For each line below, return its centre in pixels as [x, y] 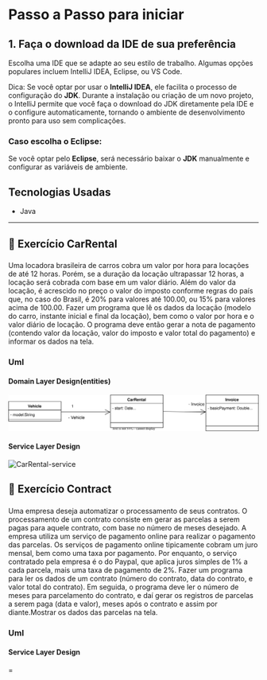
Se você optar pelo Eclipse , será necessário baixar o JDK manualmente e [129, 159]
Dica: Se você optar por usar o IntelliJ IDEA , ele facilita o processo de [122, 87]
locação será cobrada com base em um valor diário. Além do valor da [122, 282]
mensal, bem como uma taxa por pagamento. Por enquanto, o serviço [122, 554]
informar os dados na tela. [51, 342]
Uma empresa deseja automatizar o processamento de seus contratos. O [128, 511]
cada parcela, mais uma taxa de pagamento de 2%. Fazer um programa [126, 570]
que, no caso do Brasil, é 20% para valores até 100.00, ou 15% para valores [132, 299]
